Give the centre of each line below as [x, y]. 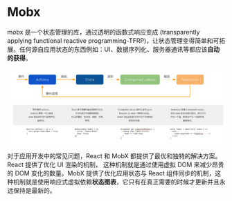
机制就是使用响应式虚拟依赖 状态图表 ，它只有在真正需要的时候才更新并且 [116, 182]
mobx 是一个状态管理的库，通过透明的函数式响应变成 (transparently [104, 32]
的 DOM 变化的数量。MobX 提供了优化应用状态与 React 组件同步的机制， [111, 173]
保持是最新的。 [34, 191]
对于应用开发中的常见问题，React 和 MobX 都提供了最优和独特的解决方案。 [114, 156]
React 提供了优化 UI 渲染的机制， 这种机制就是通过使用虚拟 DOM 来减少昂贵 [116, 165]
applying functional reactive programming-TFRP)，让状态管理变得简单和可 [113, 40]
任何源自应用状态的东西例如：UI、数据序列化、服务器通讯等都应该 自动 [119, 49]
